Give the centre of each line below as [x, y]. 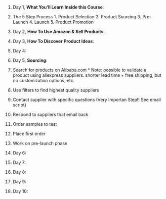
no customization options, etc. [43, 80]
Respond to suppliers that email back [50, 114]
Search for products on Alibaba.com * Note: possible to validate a [80, 70]
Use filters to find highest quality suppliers [56, 90]
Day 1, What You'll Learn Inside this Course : [58, 7]
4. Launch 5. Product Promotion [62, 22]
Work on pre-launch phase [40, 143]
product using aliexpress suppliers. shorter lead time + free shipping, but [87, 75]
